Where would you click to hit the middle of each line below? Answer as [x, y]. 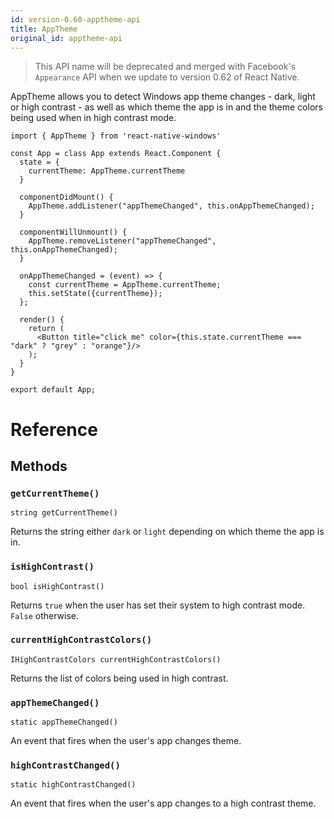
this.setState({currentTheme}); [95, 294]
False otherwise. [44, 615]
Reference [54, 429]
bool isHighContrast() [57, 586]
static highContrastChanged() [73, 785]
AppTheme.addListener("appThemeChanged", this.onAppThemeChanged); [171, 206]
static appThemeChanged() [64, 722]
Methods [39, 466]
